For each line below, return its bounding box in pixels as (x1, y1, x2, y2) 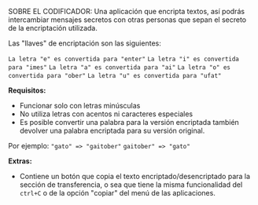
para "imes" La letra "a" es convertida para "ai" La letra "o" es (8, 64, 230, 71)
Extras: (8, 156, 33, 166)
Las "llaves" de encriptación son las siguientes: (8, 38, 161, 48)
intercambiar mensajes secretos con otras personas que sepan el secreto (8, 15, 246, 24)
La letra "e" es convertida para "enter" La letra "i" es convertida (8, 55, 240, 63)
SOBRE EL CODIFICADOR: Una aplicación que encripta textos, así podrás (8, 7, 245, 16)
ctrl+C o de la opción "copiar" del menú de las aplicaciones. (19, 189, 216, 197)
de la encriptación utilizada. (8, 24, 98, 32)
